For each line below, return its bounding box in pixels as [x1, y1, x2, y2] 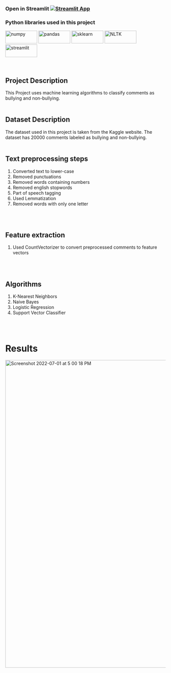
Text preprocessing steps [5, 155, 88, 163]
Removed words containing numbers [12, 179, 90, 185]
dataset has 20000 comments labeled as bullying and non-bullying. [5, 134, 147, 140]
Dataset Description [5, 115, 70, 124]
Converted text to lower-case [12, 168, 74, 174]
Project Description [5, 76, 68, 85]
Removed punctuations [12, 174, 62, 180]
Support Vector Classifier [12, 309, 66, 316]
